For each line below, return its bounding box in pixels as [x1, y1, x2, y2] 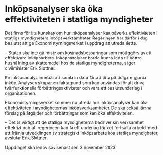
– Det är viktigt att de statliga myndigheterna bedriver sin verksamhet [5, 119, 144, 125]
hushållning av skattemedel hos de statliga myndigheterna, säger [5, 60, 136, 66]
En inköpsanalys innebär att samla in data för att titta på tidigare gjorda [5, 75, 147, 80]
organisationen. [5, 90, 36, 96]
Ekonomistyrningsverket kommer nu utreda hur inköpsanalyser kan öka [5, 99, 148, 105]
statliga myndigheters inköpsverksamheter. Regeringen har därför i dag [5, 35, 148, 41]
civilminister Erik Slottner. [5, 65, 56, 71]
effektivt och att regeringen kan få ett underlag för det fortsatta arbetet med [5, 124, 157, 130]
